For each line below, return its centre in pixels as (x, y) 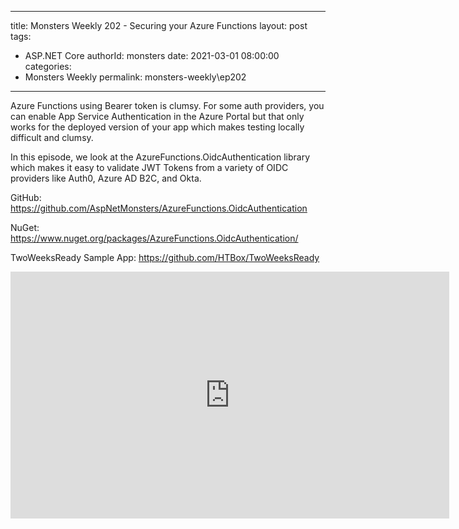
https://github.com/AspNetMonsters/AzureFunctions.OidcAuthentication (159, 208)
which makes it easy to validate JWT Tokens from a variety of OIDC (149, 167)
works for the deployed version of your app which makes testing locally (157, 127)
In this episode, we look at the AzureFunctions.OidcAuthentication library (160, 157)
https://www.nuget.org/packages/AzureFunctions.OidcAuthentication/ (154, 238)
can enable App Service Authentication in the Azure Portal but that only (157, 116)
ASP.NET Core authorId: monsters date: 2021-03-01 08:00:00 (152, 55)
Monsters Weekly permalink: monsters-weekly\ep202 (135, 77)
